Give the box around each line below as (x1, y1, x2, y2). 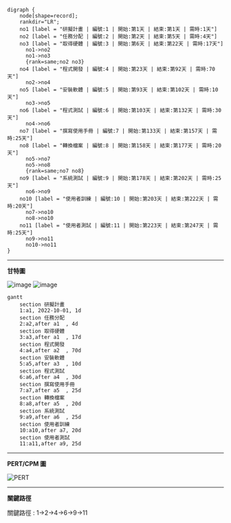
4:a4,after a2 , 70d (19, 347, 81, 354)
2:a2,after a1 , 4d (19, 320, 78, 327)
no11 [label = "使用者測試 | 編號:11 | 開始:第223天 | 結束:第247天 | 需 (19, 222, 219, 229)
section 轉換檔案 (19, 394, 65, 401)
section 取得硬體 (19, 328, 65, 335)
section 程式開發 (19, 341, 65, 348)
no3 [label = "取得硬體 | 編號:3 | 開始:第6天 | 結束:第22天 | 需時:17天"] (19, 41, 223, 47)
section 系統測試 (19, 408, 65, 414)
